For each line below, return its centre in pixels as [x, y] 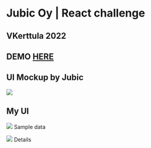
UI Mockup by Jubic [45, 78]
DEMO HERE [30, 56]
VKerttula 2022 [36, 36]
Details [23, 139]
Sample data [30, 127]
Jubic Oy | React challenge [76, 13]
